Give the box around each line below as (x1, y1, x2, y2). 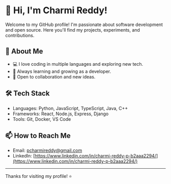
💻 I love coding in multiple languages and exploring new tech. (12, 61, 144, 67)
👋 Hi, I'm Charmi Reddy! (5, 5, 108, 16)
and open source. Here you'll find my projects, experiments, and (5, 27, 140, 33)
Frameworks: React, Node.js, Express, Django (12, 111, 109, 117)
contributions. (5, 32, 35, 38)
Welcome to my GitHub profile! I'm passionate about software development (5, 21, 163, 28)
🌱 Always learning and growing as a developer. (12, 68, 111, 74)
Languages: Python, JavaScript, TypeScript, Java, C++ (12, 105, 128, 111)
